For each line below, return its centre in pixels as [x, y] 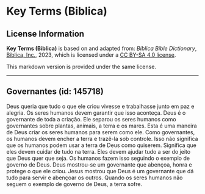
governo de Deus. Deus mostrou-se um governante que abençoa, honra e [99, 164]
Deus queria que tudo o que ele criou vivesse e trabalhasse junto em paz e [100, 106]
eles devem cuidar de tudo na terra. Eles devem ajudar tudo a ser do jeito [99, 151]
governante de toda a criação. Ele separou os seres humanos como [91, 119]
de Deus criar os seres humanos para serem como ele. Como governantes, [101, 132]
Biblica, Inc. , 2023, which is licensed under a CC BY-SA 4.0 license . [91, 55]
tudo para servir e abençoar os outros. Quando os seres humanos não [95, 178]
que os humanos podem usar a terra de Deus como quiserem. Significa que [101, 145]
